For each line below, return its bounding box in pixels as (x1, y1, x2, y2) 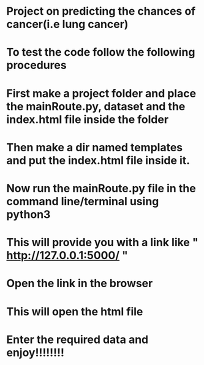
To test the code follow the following (6, 45, 195, 59)
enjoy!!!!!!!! (6, 345, 64, 359)
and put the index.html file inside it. (6, 153, 191, 167)
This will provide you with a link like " (6, 236, 198, 249)
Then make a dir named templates (6, 140, 183, 154)
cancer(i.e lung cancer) (6, 17, 129, 31)
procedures (6, 58, 67, 72)
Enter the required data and (6, 333, 149, 347)
